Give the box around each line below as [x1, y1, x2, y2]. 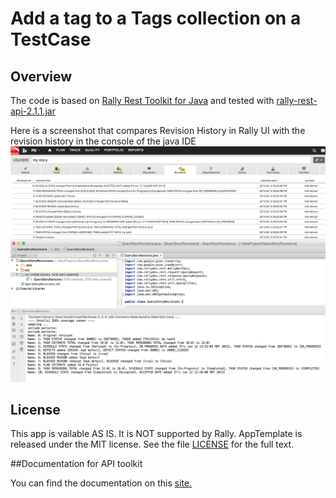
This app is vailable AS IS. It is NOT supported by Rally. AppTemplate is [10, 428, 303, 440]
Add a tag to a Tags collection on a [10, 7, 302, 30]
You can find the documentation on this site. [10, 477, 193, 489]
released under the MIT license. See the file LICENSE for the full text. [10, 438, 295, 451]
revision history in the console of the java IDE [10, 135, 197, 147]
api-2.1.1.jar [10, 105, 56, 117]
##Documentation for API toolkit [10, 458, 143, 470]
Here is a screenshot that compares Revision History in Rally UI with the [10, 125, 306, 136]
